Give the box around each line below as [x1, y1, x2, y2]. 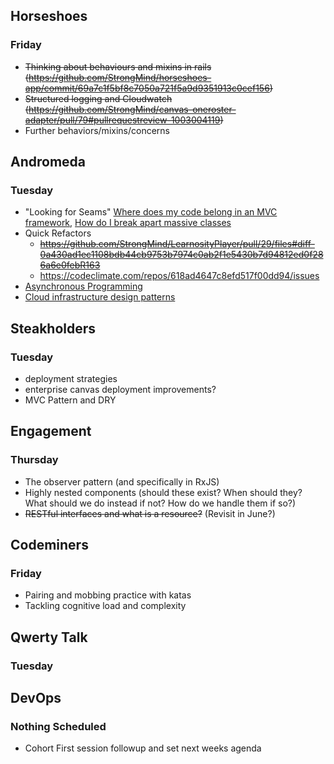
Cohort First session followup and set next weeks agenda [24, 742, 262, 754]
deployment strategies [24, 373, 118, 385]
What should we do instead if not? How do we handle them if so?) [24, 497, 297, 509]
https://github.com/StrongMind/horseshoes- [28, 71, 212, 83]
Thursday [10, 453, 59, 467]
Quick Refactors [24, 227, 92, 239]
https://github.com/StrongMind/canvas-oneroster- [28, 103, 237, 115]
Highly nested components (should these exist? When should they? [24, 486, 303, 498]
